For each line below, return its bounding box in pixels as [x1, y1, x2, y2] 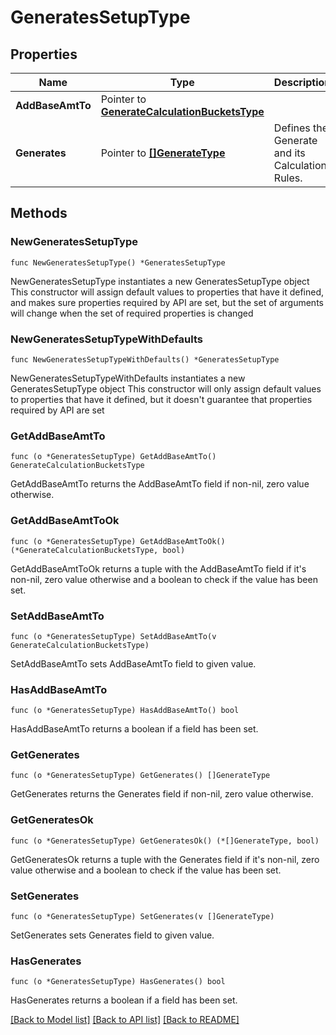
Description [273, 76, 332, 89]
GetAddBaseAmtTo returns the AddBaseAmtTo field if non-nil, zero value [10, 478, 310, 490]
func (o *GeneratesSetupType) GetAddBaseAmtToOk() [10, 536, 226, 546]
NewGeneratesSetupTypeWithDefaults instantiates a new [10, 372, 246, 384]
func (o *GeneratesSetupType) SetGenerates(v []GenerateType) [10, 912, 275, 922]
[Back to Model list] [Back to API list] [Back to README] [10, 1014, 240, 1026]
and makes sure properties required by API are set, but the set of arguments [10, 296, 324, 308]
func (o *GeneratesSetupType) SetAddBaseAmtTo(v [10, 631, 217, 641]
